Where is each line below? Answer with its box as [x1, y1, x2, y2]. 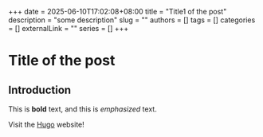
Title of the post [8, 52, 116, 70]
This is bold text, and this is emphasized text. [8, 104, 157, 114]
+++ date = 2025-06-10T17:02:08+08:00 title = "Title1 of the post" [8, 7, 227, 16]
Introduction [8, 83, 72, 96]
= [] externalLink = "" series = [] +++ [8, 24, 129, 33]
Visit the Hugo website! [8, 119, 85, 129]
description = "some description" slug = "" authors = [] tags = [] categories [8, 15, 256, 25]
